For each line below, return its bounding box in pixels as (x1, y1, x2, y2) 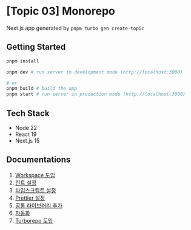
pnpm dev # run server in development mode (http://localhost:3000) (6, 69, 183, 75)
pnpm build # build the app (6, 86, 78, 92)
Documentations (6, 155, 71, 165)
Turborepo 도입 (15, 217, 53, 224)
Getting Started (6, 42, 66, 52)
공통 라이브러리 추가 (15, 201, 62, 209)
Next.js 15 (15, 137, 40, 144)
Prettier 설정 (15, 194, 45, 201)
